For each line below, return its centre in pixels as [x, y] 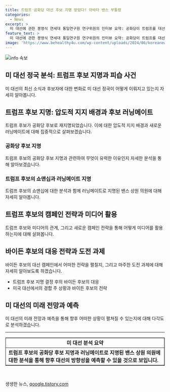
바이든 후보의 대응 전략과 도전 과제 [55, 252]
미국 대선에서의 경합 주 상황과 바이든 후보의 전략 [60, 288]
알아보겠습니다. [26, 164]
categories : [18, 15]
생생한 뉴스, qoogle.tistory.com [37, 384]
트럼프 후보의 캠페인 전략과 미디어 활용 [61, 215]
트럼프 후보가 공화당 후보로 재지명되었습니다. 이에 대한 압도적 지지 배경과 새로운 [83, 125]
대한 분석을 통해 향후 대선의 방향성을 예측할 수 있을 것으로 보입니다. [83, 361]
